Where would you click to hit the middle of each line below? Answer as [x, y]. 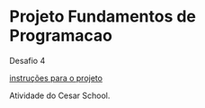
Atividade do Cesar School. [60, 95]
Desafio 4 [27, 60]
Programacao [61, 36]
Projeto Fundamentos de [102, 17]
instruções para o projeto [56, 77]
